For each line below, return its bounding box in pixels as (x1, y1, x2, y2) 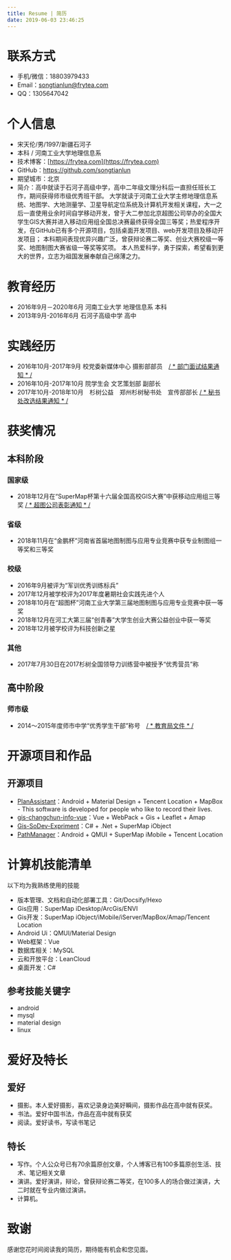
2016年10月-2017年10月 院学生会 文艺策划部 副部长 (16, 379, 162, 388)
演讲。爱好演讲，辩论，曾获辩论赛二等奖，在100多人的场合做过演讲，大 (16, 1177, 221, 1186)
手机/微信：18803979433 (16, 72, 89, 81)
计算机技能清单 (7, 857, 92, 872)
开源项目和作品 (7, 748, 92, 764)
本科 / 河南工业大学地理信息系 (16, 149, 102, 157)
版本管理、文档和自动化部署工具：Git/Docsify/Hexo (16, 896, 162, 904)
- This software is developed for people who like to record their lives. (16, 805, 213, 813)
